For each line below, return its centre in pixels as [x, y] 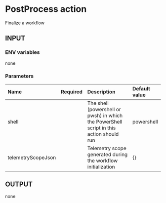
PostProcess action [46, 9]
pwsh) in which [105, 116]
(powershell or [104, 109]
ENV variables [22, 52]
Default [142, 88]
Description [101, 91]
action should [103, 134]
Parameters [19, 76]
